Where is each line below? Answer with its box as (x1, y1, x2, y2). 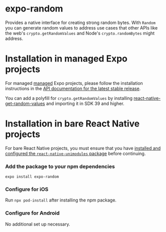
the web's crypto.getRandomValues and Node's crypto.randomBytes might (5, 30, 155, 36)
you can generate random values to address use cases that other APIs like (5, 24, 158, 30)
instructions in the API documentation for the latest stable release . (5, 85, 141, 91)
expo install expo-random (5, 174, 59, 179)
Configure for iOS (5, 186, 49, 193)
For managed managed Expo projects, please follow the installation (5, 80, 143, 86)
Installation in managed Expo (5, 53, 128, 64)
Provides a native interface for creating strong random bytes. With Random (5, 19, 156, 25)
